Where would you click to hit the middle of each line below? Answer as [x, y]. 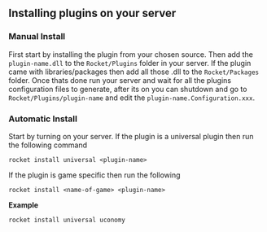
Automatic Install [43, 119]
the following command [48, 145]
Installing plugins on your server [92, 13]
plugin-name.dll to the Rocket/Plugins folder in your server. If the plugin [130, 63]
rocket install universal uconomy [67, 220]
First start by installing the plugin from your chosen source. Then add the [131, 54]
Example [24, 205]
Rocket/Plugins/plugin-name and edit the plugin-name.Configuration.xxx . [131, 98]
